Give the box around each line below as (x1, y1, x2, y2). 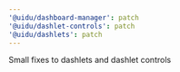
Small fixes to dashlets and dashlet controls (8, 55, 172, 66)
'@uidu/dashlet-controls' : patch (8, 22, 135, 31)
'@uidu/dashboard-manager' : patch (8, 13, 140, 22)
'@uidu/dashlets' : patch (8, 30, 103, 39)
